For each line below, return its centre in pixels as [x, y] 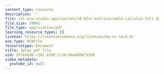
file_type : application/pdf [34, 28]
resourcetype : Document [29, 46]
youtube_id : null [27, 64]
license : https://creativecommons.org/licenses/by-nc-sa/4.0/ [70, 37]
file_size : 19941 [23, 23]
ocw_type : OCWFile [24, 41]
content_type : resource [29, 9]
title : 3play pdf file [28, 50]
